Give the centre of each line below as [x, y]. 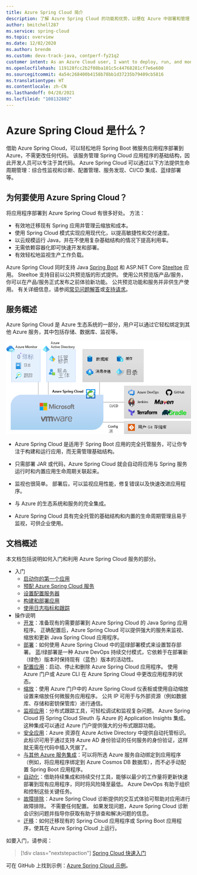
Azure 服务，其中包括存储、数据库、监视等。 [67, 332]
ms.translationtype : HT [35, 80]
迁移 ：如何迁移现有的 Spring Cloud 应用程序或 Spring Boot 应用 [100, 820]
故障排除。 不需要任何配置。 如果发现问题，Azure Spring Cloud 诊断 [106, 806]
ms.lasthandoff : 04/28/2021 [40, 93]
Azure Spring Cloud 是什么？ [77, 131]
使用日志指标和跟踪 [47, 608]
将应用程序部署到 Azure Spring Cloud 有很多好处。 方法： [76, 213]
